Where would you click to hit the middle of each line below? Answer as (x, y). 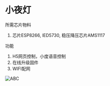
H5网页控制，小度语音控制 (39, 56)
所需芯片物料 (18, 25)
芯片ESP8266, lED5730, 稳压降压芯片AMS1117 (58, 35)
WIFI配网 (21, 68)
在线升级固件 (25, 62)
